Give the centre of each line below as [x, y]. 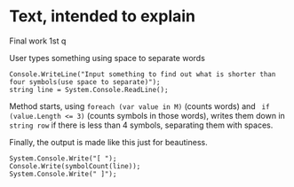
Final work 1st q [38, 41]
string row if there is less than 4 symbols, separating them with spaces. [141, 125]
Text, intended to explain [103, 16]
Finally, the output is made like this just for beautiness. [108, 142]
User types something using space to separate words [107, 58]
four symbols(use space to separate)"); [85, 82]
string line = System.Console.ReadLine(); [89, 90]
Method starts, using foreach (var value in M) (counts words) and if [139, 106]
